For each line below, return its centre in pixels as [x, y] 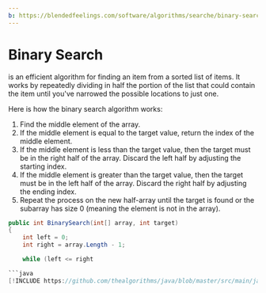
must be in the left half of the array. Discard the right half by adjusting [133, 183]
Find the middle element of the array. [80, 124]
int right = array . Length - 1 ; [74, 245]
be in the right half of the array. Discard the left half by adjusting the [130, 158]
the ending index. [48, 192]
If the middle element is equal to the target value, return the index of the [137, 132]
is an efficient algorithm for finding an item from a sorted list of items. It [124, 77]
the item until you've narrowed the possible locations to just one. [114, 93]
